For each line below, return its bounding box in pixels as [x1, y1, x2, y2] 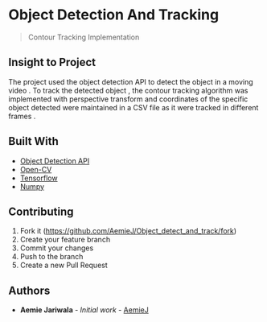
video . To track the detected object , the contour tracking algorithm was [8, 85, 249, 95]
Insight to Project [8, 56, 97, 69]
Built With [8, 134, 59, 148]
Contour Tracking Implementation [27, 32, 140, 42]
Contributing [8, 204, 74, 218]
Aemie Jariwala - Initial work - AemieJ [19, 305, 149, 315]
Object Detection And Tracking [8, 6, 220, 24]
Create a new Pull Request [19, 260, 109, 270]
